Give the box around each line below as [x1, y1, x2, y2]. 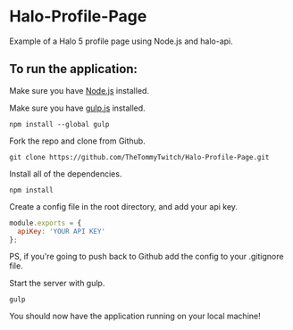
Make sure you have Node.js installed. [9, 85, 150, 95]
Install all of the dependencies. [9, 168, 122, 179]
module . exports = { [9, 219, 82, 227]
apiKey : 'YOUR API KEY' [17, 227, 105, 235]
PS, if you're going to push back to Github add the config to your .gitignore [9, 252, 284, 262]
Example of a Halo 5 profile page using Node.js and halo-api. [9, 36, 234, 46]
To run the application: [9, 62, 138, 77]
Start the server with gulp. [9, 278, 105, 289]
